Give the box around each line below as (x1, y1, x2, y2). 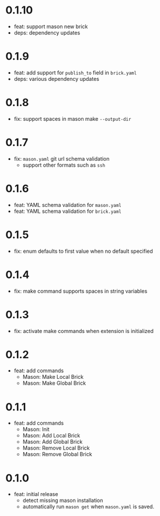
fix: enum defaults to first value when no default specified (13, 247, 153, 254)
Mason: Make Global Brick (22, 379, 86, 387)
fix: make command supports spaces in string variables (13, 287, 148, 294)
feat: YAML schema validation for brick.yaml (13, 208, 122, 215)
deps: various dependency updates (13, 75, 100, 82)
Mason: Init (22, 426, 50, 433)
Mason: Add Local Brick (22, 432, 81, 439)
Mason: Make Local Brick (22, 374, 84, 381)
